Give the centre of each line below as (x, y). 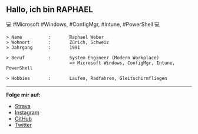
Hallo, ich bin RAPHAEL (49, 10)
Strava (22, 106)
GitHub (23, 118)
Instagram (27, 112)
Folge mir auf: (24, 95)
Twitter (23, 125)
